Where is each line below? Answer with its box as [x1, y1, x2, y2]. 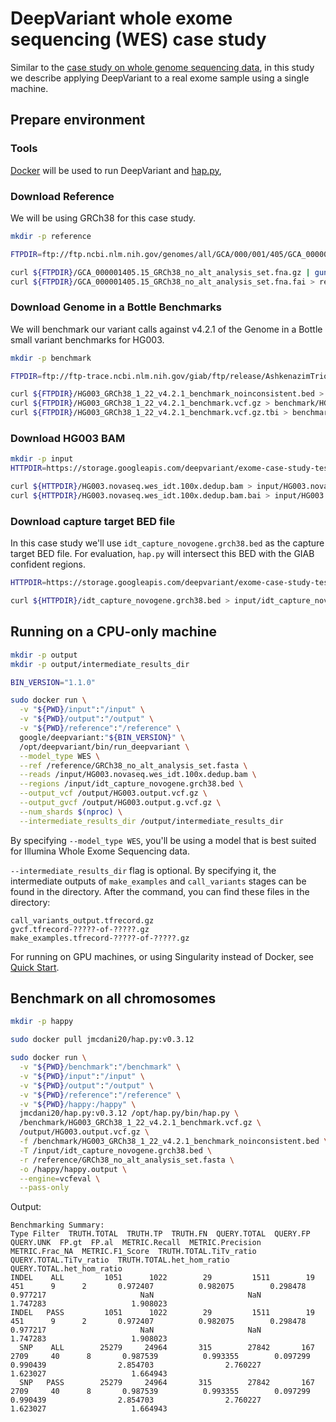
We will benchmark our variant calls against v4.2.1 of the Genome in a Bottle [10, 323, 323, 335]
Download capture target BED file [10, 514, 176, 528]
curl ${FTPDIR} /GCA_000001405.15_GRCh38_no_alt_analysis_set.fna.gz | [10, 267, 311, 277]
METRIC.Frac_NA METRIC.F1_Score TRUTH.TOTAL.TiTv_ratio [10, 1247, 257, 1257]
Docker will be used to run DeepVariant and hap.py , [10, 164, 222, 176]
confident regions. [10, 558, 87, 571]
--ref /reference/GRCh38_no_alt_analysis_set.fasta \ [19, 760, 248, 771]
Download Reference [10, 189, 115, 203]
